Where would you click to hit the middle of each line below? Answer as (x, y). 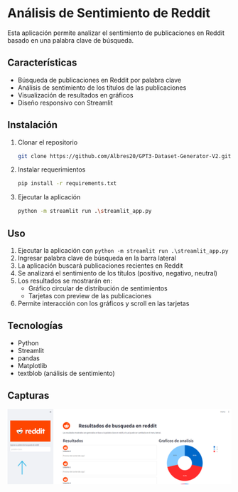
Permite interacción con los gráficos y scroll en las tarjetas (103, 303)
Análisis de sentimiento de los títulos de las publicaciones (102, 88)
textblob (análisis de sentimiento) (66, 373)
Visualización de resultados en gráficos (75, 95)
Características (42, 63)
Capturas (28, 396)
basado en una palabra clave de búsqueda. (71, 40)
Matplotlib (32, 365)
